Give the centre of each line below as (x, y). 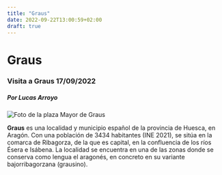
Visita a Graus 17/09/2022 (52, 81)
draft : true (24, 26)
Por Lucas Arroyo (32, 98)
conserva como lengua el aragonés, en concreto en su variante (96, 157)
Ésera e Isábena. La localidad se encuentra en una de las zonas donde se (110, 150)
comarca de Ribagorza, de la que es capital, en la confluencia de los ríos (109, 143)
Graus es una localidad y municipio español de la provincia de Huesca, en (111, 128)
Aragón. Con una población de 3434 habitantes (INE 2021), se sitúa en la (110, 135)
